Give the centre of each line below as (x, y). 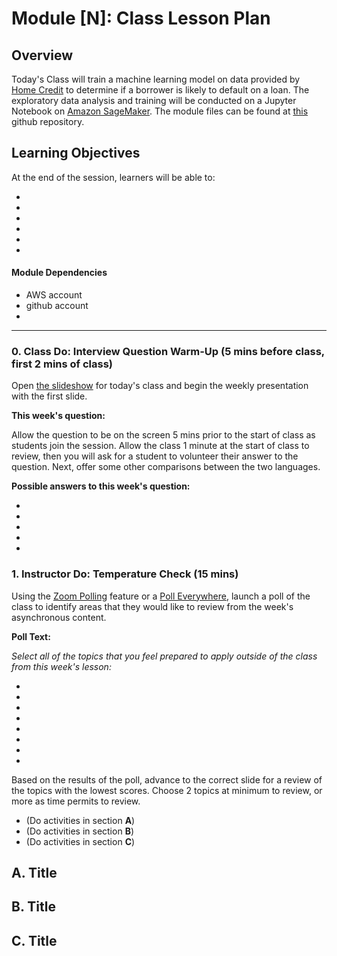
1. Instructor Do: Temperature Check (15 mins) (125, 574)
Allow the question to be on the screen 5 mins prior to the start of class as (163, 435)
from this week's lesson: (61, 666)
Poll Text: (31, 636)
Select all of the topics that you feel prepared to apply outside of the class (164, 656)
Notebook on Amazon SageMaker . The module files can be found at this (160, 111)
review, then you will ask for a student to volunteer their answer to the (155, 456)
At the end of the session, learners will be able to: (113, 177)
